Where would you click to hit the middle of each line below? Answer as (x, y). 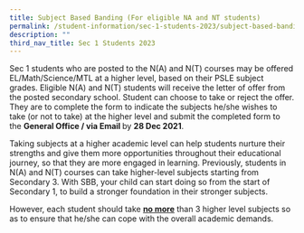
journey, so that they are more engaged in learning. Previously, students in (148, 163)
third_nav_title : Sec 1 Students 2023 (82, 43)
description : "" (40, 34)
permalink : (30, 26)
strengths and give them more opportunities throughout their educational (146, 154)
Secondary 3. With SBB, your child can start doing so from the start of (140, 182)
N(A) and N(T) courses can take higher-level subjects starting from (134, 172)
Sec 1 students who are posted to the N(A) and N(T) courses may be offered (152, 69)
